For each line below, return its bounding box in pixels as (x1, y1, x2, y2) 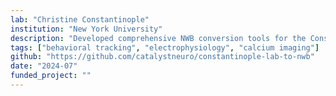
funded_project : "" (10, 71, 92, 81)
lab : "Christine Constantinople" (10, 14, 150, 25)
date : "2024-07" (10, 61, 78, 71)
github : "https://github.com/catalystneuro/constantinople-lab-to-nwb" (10, 52, 315, 62)
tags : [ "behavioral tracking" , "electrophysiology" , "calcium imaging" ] (10, 42, 320, 53)
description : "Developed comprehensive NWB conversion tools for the (10, 33, 307, 43)
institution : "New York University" (10, 24, 163, 34)
